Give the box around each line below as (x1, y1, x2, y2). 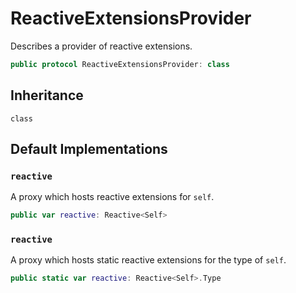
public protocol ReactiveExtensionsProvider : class (10, 59, 230, 69)
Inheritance (10, 87, 84, 104)
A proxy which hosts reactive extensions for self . (10, 191, 215, 203)
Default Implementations (10, 141, 168, 158)
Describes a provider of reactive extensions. (10, 40, 193, 52)
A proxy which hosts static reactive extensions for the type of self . (10, 254, 287, 266)
